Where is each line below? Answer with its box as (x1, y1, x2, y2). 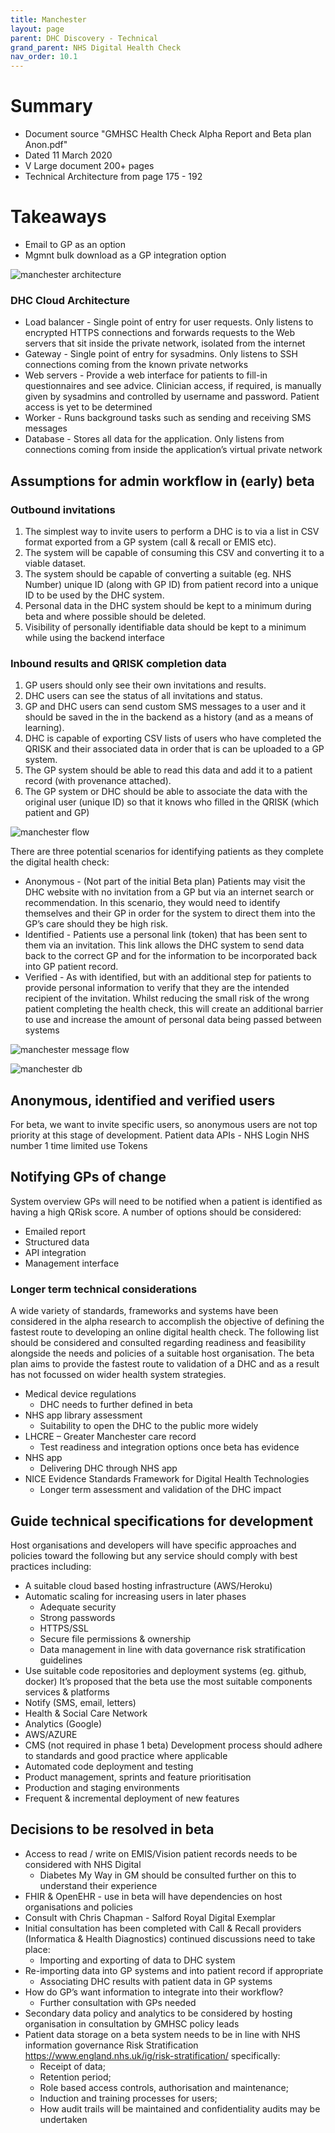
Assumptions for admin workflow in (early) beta (10, 472, 315, 490)
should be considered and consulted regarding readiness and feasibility (10, 1337, 307, 1349)
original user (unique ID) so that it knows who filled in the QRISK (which (24, 796, 320, 808)
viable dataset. (24, 557, 87, 569)
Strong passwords (39, 1612, 116, 1624)
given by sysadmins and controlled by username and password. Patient (24, 391, 320, 403)
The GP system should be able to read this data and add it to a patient (24, 764, 313, 776)
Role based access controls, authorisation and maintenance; (39, 2081, 289, 2093)
